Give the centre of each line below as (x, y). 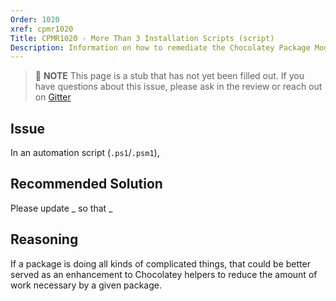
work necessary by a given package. (86, 285)
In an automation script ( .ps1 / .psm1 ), (85, 153)
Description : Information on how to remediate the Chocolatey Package (160, 47)
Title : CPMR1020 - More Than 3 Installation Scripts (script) (142, 38)
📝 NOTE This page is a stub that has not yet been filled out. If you (169, 76)
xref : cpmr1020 (42, 29)
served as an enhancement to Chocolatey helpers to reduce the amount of (164, 274)
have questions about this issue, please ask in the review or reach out (178, 87)
